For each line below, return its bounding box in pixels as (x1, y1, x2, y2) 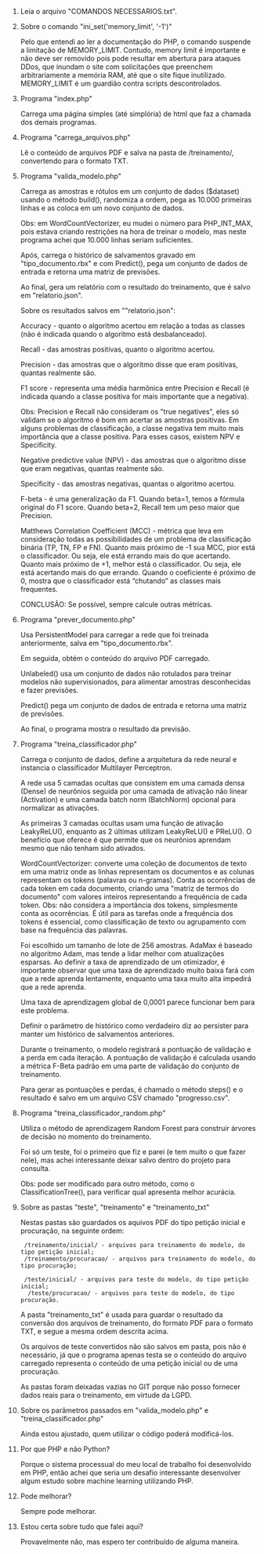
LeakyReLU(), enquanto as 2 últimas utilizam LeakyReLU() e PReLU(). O (20, 827, 252, 836)
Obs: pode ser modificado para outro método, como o (20, 1179, 195, 1188)
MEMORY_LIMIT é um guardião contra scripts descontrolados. (20, 78, 222, 88)
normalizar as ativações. (20, 804, 100, 812)
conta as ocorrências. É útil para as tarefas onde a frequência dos (20, 909, 233, 917)
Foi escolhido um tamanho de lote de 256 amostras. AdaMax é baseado (20, 941, 253, 950)
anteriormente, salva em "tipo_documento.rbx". (20, 639, 173, 647)
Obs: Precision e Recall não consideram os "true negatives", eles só (20, 407, 240, 416)
